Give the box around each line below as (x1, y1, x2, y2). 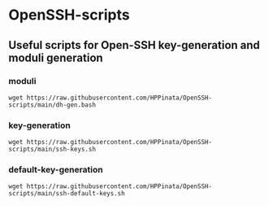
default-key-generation (8, 164, 103, 176)
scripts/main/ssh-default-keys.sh (8, 190, 126, 198)
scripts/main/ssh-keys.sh (8, 145, 96, 154)
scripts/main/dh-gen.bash (8, 100, 96, 109)
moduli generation (8, 50, 103, 64)
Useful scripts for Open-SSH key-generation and (8, 38, 261, 52)
